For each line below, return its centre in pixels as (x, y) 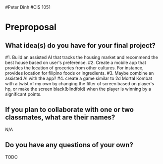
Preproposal (31, 27)
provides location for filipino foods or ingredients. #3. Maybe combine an (80, 73)
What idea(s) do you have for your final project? (81, 45)
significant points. (23, 94)
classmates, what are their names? (60, 118)
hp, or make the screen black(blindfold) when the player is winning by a (78, 89)
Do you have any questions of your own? (69, 145)
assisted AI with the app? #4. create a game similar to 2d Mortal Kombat (79, 78)
